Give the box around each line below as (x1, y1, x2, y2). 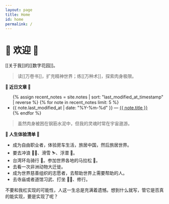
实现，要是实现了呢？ (14, 193, 58, 199)
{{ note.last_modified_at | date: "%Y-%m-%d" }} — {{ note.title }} (12, 105, 148, 111)
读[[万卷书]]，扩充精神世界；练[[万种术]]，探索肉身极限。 (17, 73, 137, 79)
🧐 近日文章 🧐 (5, 84, 31, 90)
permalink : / (5, 21, 33, 27)
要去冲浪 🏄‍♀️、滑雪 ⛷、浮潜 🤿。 (12, 150, 78, 156)
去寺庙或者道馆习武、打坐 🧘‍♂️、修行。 (12, 176, 91, 182)
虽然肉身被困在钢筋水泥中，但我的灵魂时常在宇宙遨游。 (17, 121, 132, 127)
